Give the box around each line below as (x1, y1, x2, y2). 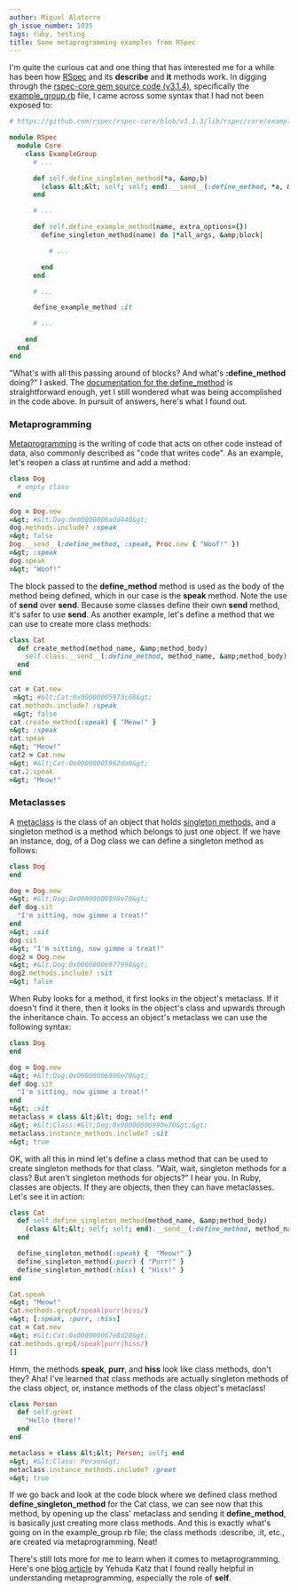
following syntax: (9, 1022, 72, 1033)
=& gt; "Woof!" (9, 565, 62, 574)
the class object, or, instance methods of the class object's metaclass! (9, 1382, 266, 1393)
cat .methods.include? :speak (9, 701, 117, 710)
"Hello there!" (25, 1416, 82, 1425)
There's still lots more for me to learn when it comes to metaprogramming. (9, 1554, 281, 1564)
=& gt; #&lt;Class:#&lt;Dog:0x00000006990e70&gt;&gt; (9, 1121, 208, 1129)
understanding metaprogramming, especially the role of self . (9, 1572, 232, 1583)
